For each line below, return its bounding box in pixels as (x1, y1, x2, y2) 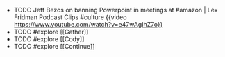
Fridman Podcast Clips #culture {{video (13, 13, 127, 21)
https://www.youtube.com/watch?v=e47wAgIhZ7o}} (13, 21, 163, 28)
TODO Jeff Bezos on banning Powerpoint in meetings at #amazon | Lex (13, 6, 218, 14)
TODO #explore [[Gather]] (13, 27, 89, 36)
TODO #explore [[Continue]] (13, 43, 95, 50)
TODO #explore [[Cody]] (13, 35, 85, 43)
